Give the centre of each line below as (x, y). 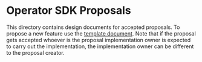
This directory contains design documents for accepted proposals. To (93, 27)
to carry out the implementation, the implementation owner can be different (100, 46)
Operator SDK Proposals (69, 11)
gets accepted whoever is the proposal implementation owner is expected (99, 40)
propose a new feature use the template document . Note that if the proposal (101, 33)
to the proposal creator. (35, 52)
